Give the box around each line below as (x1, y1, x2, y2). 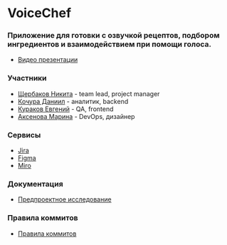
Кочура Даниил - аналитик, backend (17, 97, 129, 105)
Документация (7, 179, 63, 189)
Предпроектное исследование (17, 195, 112, 204)
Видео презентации (17, 56, 78, 64)
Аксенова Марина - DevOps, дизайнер (17, 112, 135, 120)
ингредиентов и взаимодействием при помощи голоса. (7, 39, 212, 49)
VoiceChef (7, 5, 72, 21)
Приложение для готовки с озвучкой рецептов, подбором (7, 31, 220, 41)
